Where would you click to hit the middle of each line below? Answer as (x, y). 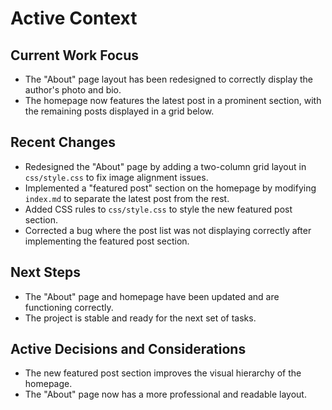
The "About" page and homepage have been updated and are (152, 296)
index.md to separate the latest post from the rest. (127, 198)
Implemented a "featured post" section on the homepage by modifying (170, 188)
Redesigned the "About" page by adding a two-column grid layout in (165, 166)
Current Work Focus (75, 55)
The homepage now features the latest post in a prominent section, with (173, 100)
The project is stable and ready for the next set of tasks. (140, 318)
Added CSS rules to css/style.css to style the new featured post (158, 209)
